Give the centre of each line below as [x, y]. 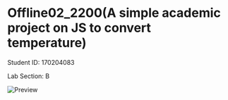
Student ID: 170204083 [41, 62]
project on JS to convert [79, 28]
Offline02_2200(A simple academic [114, 13]
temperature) [47, 43]
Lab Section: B [29, 76]
